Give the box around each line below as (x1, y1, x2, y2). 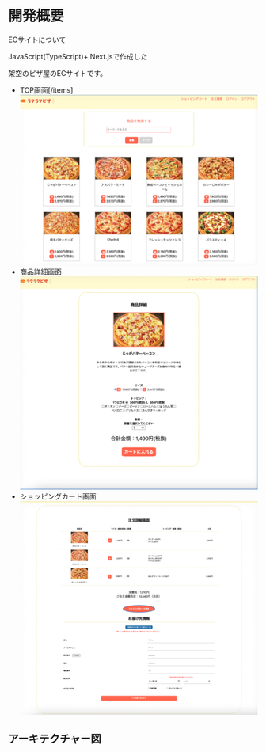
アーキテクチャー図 (8, 731, 101, 745)
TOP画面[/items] (19, 85, 74, 95)
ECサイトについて (8, 35, 66, 44)
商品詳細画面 (19, 267, 62, 277)
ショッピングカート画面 (19, 492, 97, 501)
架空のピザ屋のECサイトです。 (8, 68, 108, 78)
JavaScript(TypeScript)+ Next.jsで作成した (8, 51, 148, 61)
